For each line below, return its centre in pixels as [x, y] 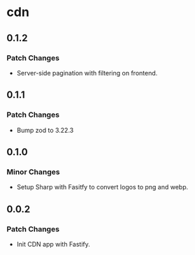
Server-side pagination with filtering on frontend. [87, 73]
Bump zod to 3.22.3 [45, 130]
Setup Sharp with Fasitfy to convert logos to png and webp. [102, 187]
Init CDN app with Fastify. [53, 244]
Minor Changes [33, 172]
